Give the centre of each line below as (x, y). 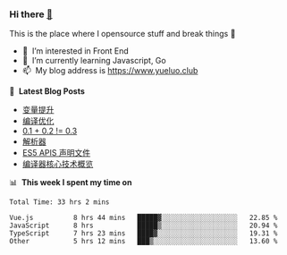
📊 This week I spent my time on (71, 183)
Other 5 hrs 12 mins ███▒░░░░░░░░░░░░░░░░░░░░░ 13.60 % (143, 242)
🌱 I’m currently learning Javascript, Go (94, 61)
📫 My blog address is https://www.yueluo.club (110, 71)
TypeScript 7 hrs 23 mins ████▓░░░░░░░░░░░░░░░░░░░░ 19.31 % (143, 234)
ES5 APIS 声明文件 (56, 153)
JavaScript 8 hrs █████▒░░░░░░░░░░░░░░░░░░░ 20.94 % (143, 226)
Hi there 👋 (31, 14)
